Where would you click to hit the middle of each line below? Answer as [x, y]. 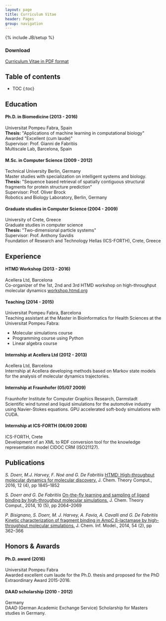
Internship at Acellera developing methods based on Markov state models [81, 371]
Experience [23, 256]
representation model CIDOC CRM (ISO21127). [52, 447]
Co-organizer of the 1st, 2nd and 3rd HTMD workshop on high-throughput [81, 285]
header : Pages [20, 19]
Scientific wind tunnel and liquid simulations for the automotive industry [78, 404]
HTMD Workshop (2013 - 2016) [38, 269]
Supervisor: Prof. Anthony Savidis [39, 236]
